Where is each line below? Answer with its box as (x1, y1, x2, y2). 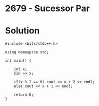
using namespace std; (5, 50, 49, 55)
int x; (14, 67, 27, 72)
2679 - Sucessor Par (5, 3, 90, 14)
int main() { (5, 58, 32, 63)
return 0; (14, 92, 34, 97)
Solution (5, 25, 40, 36)
